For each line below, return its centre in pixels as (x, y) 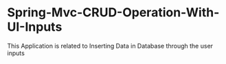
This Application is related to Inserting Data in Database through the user (110, 46)
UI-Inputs (35, 27)
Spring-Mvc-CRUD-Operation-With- (113, 13)
